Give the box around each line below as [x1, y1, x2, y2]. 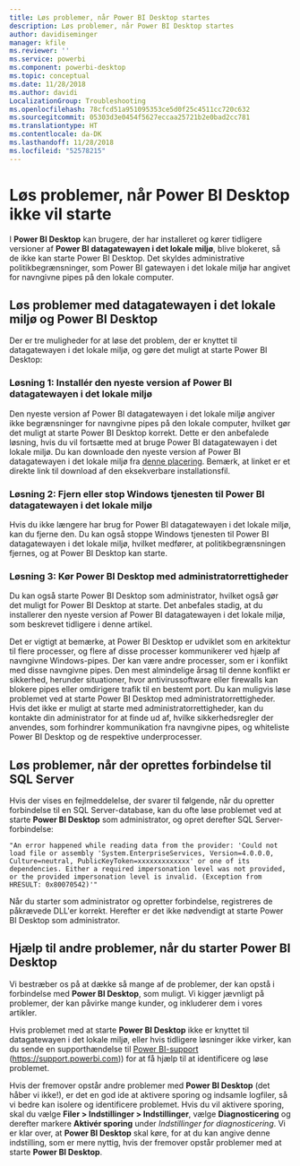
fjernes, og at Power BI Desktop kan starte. [9, 547, 168, 558]
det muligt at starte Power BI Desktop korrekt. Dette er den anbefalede [9, 427, 270, 438]
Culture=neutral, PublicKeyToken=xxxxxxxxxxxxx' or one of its [9, 857, 251, 866]
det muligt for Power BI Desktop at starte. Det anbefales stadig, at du [9, 600, 263, 611]
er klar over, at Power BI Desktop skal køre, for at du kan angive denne [9, 1127, 270, 1138]
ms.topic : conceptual [9, 72, 90, 81]
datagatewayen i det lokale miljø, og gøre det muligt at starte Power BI [9, 345, 268, 356]
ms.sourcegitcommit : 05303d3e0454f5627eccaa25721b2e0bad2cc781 [9, 113, 251, 122]
